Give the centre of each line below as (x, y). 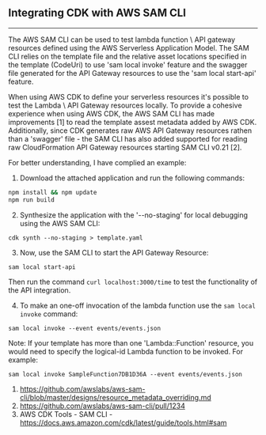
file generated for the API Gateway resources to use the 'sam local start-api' (132, 73)
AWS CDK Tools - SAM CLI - (66, 414)
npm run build (32, 200)
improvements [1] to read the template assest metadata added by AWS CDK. (133, 122)
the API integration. (40, 290)
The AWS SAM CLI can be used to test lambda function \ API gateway (122, 40)
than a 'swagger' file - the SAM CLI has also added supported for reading (128, 138)
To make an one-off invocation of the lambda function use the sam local (137, 305)
